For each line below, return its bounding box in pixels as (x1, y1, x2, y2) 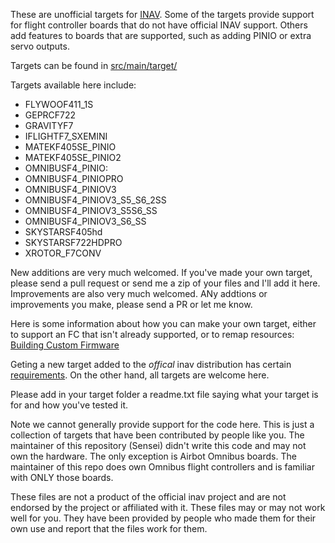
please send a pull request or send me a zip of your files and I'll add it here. (10, 277, 321, 289)
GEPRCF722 (24, 109, 77, 121)
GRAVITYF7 (24, 120, 74, 131)
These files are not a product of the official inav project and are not (10, 491, 287, 503)
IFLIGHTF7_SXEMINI (24, 130, 108, 142)
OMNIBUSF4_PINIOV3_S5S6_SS (24, 205, 158, 216)
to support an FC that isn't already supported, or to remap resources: (10, 329, 295, 340)
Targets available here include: (10, 79, 137, 91)
